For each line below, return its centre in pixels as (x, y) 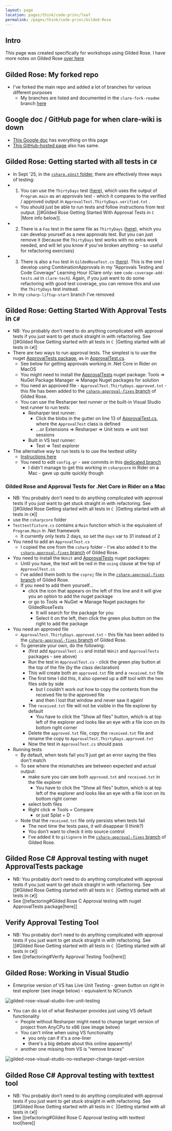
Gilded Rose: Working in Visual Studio (67, 973)
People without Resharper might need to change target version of (90, 1022)
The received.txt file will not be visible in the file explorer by (92, 705)
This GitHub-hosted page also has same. (56, 145)
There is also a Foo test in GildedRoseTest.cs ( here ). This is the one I (92, 262)
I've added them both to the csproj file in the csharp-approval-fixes (92, 574)
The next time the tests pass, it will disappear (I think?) (86, 826)
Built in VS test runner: (52, 440)
